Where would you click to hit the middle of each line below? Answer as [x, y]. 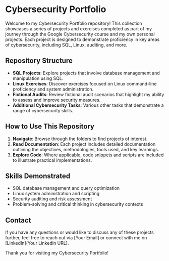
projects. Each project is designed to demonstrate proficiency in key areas [82, 39]
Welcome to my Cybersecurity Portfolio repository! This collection [74, 23]
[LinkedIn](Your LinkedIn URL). [37, 243]
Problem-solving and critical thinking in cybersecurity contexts [78, 204]
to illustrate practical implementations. [52, 160]
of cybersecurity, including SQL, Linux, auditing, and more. [66, 45]
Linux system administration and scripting [56, 194]
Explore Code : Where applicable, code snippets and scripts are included [88, 155]
